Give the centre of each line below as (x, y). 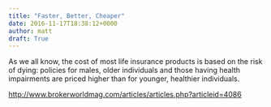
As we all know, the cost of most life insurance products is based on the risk (135, 62)
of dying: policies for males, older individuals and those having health (125, 71)
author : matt (30, 31)
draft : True (28, 39)
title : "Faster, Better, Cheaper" (67, 16)
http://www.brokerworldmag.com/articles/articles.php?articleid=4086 (125, 95)
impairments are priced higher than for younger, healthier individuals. (124, 79)
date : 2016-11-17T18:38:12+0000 (63, 24)
